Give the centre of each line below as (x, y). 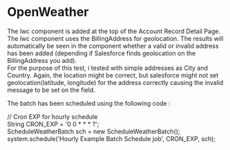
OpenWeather (48, 12)
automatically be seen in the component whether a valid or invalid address (113, 46)
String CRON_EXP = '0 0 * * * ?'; (53, 124)
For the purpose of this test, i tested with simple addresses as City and (108, 68)
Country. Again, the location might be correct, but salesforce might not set (113, 75)
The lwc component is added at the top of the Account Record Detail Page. (114, 31)
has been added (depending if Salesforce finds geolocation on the (102, 53)
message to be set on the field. (51, 90)
